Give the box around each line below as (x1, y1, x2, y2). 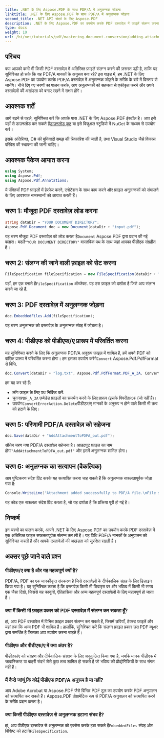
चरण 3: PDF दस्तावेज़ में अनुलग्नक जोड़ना (5, 301, 104, 309)
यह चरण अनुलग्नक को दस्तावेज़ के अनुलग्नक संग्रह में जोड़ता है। (5, 322, 104, 328)
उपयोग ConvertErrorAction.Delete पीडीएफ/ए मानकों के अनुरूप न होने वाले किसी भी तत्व (12, 400, 158, 406)
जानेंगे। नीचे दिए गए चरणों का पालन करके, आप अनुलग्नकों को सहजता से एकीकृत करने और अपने (5, 82, 154, 88)
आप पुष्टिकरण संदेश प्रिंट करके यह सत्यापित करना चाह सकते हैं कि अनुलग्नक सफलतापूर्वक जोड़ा (5, 476, 152, 481)
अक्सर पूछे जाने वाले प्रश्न (5, 552, 61, 561)
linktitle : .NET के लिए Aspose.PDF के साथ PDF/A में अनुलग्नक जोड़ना (5, 12, 130, 17)
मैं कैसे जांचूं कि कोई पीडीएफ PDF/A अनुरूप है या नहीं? (5, 676, 103, 683)
